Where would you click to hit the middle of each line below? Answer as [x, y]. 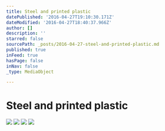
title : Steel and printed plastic [49, 11]
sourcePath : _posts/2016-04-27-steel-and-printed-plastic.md [83, 45]
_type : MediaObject [30, 72]
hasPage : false [25, 61]
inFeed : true [22, 55]
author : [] [19, 28]
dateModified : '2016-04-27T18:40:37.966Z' [59, 22]
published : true [26, 50]
